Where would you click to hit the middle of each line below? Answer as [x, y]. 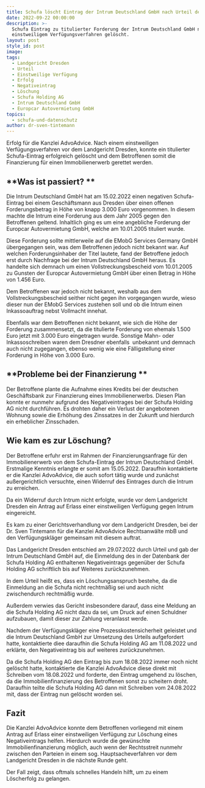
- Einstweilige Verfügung [45, 75]
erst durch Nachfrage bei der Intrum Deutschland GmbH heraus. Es [91, 260]
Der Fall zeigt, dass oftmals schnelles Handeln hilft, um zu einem [88, 772]
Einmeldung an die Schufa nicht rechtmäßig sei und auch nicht [85, 587]
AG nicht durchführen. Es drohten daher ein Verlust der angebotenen [93, 408]
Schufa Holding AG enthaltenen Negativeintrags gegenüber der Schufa [95, 562]
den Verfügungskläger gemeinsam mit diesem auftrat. [74, 538]
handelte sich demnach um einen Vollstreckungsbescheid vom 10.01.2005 [99, 266]
